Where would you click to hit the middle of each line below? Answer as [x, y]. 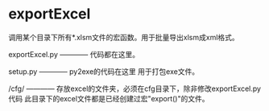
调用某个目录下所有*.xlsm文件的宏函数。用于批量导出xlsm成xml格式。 [124, 37]
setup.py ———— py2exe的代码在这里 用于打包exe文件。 [104, 71]
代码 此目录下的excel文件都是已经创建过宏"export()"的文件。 [109, 98]
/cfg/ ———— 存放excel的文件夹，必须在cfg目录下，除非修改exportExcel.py [135, 88]
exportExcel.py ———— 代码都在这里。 [74, 54]
